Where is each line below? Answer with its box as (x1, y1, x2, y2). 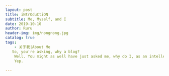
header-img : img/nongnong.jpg (5, 30, 69, 35)
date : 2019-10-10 (5, 21, 42, 26)
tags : (5, 40, 17, 45)
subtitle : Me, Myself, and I (5, 16, 66, 21)
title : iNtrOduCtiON (5, 12, 49, 17)
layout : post (5, 7, 33, 12)
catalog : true (5, 35, 35, 40)
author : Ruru (5, 26, 33, 31)
